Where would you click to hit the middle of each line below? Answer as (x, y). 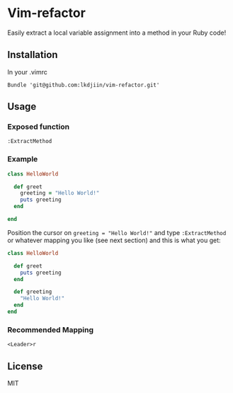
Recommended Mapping (51, 329)
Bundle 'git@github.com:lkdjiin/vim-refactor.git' (84, 85)
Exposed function (39, 127)
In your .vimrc (28, 72)
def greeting (33, 292)
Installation (33, 55)
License (25, 366)
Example (23, 159)
